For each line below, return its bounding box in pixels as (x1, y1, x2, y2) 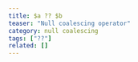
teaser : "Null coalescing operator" (8, 19, 131, 27)
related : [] (8, 42, 48, 50)
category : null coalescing (8, 27, 99, 35)
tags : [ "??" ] (8, 34, 52, 43)
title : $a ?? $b (8, 11, 63, 20)
